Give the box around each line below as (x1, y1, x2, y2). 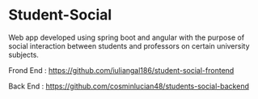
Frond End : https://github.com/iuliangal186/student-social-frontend (8, 65, 235, 75)
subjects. (8, 49, 39, 59)
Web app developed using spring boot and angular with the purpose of (8, 32, 245, 42)
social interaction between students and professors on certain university (8, 41, 250, 50)
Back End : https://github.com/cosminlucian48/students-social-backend (8, 81, 249, 91)
